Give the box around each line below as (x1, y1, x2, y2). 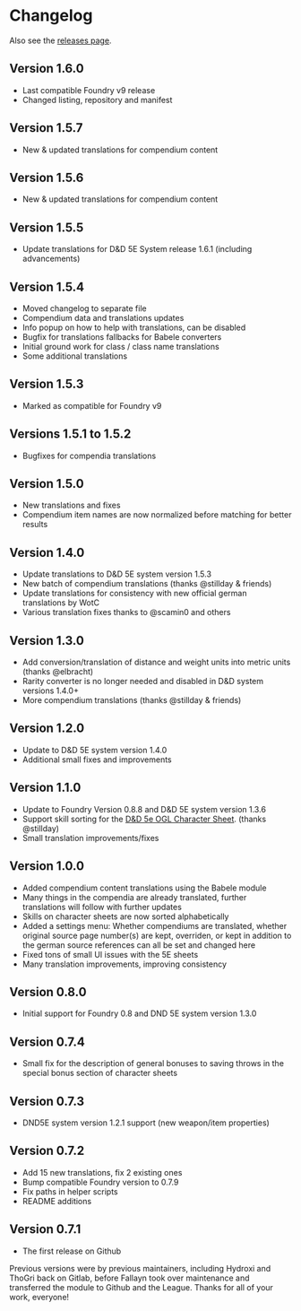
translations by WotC (21, 597, 100, 608)
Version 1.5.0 (9, 476, 84, 491)
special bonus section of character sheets (21, 1068, 177, 1079)
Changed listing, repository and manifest (21, 94, 173, 105)
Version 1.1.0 (9, 780, 82, 795)
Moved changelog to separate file (21, 303, 147, 314)
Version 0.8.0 (9, 984, 87, 1000)
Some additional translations (21, 351, 128, 361)
